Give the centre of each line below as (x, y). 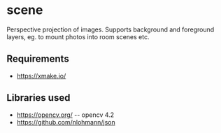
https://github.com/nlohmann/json (66, 122)
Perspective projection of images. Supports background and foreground (110, 29)
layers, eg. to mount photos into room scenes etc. (78, 36)
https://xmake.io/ (41, 76)
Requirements (38, 59)
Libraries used (38, 98)
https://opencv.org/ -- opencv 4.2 (65, 115)
